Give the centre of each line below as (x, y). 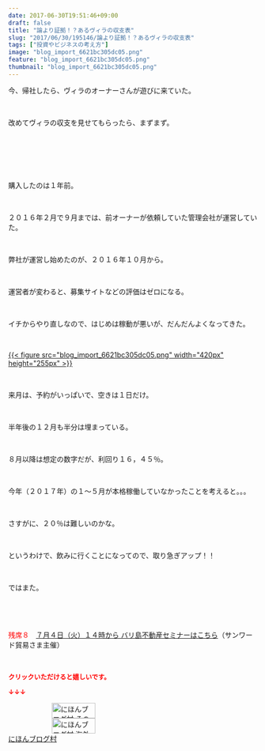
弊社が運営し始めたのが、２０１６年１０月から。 (88, 259)
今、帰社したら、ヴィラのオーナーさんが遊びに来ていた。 (102, 90)
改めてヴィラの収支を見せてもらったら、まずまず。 (91, 123)
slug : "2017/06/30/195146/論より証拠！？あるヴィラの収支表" (102, 38)
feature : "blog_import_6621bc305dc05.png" (79, 60)
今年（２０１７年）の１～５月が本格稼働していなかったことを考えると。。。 (129, 491)
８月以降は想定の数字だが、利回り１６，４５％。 (88, 459)
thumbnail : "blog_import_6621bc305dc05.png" (83, 67)
